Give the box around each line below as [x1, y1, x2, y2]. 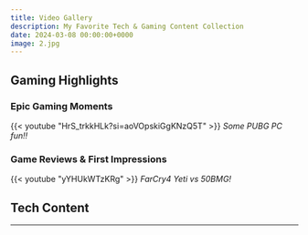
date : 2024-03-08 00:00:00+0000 [10, 30, 133, 39]
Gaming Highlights [10, 72, 119, 87]
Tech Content [10, 199, 90, 215]
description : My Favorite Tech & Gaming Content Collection [10, 22, 245, 31]
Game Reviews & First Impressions [10, 152, 167, 165]
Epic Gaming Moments [10, 99, 113, 112]
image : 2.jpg [10, 38, 60, 48]
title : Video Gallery [10, 13, 93, 23]
